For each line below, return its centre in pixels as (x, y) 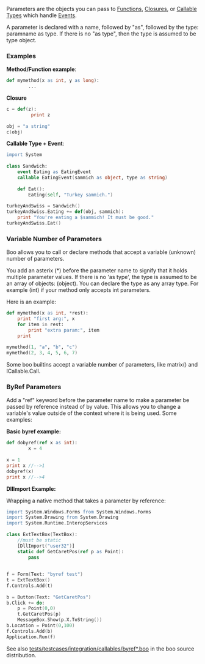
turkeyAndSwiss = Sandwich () (43, 206)
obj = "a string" (28, 126)
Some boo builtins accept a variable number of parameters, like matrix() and (102, 365)
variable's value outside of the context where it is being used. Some (92, 413)
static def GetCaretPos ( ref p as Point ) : (70, 551)
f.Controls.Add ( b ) (30, 631)
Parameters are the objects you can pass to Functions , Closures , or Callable (102, 9)
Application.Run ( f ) (31, 637)
